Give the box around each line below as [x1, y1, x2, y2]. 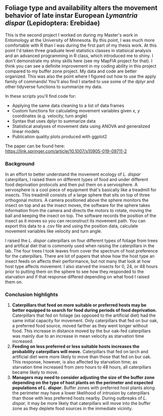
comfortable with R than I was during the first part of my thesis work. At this [5, 42, 157, 48]
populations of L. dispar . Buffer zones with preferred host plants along [12, 385, 155, 391]
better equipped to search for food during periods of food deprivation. [12, 307, 157, 313]
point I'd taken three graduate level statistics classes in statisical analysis [5, 47, 152, 53]
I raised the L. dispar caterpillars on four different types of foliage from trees [5, 238, 158, 244]
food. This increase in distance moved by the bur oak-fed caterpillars [12, 328, 151, 334]
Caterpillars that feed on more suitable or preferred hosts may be [12, 302, 147, 308]
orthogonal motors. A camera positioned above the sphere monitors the [5, 197, 149, 203]
